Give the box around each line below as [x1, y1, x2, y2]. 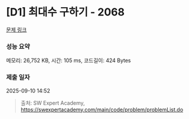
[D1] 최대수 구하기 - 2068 [6, 5, 125, 19]
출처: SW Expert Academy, [20, 99, 85, 107]
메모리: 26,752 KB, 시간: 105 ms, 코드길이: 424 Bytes [6, 57, 131, 64]
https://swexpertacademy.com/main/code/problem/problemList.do [20, 106, 184, 113]
